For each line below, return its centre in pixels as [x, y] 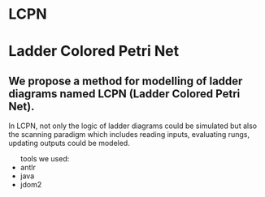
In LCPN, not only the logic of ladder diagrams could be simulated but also [133, 126]
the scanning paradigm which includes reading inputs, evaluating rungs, [129, 135]
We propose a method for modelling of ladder [126, 81]
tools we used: [45, 159]
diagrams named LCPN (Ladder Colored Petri [124, 94]
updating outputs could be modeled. [69, 143]
